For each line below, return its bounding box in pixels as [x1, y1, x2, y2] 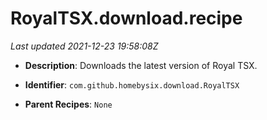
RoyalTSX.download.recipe [10, 7, 243, 30]
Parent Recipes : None [24, 98, 113, 110]
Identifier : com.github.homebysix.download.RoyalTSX [24, 78, 240, 91]
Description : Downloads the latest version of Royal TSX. [24, 59, 258, 71]
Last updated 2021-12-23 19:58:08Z [10, 40, 159, 52]
